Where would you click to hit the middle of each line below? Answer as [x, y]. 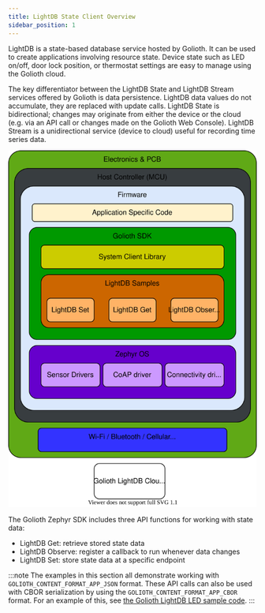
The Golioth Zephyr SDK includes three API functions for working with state [131, 520]
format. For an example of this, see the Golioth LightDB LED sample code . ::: [132, 600]
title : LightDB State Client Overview [72, 17]
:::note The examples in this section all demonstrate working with [114, 575]
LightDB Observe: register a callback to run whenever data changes [130, 551]
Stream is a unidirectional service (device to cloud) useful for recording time [132, 131]
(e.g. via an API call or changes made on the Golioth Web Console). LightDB [131, 122]
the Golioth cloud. [37, 73]
